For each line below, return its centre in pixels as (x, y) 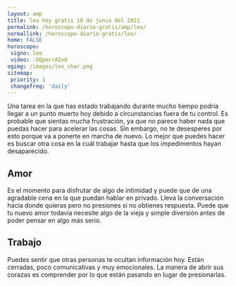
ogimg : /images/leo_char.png (50, 66)
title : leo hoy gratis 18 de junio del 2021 (74, 20)
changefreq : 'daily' (41, 86)
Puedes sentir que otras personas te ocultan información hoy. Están (106, 259)
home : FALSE (25, 40)
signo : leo (26, 54)
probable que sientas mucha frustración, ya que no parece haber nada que (116, 121)
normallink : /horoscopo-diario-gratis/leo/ (72, 34)
